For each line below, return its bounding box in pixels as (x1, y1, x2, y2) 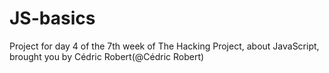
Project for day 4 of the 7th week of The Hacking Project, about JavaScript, (9, 40, 320, 52)
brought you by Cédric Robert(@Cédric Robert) (9, 50, 205, 62)
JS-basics (9, 7, 96, 30)
